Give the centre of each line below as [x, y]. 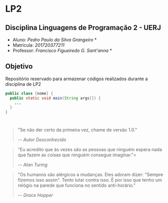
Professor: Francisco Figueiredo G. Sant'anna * [62, 50]
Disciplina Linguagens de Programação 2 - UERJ [83, 28]
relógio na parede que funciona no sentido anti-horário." [77, 185]
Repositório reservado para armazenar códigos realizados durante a [77, 79]
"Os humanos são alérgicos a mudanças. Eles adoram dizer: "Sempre [90, 175]
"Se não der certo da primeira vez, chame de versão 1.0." [77, 130]
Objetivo [19, 66]
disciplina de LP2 [23, 84]
